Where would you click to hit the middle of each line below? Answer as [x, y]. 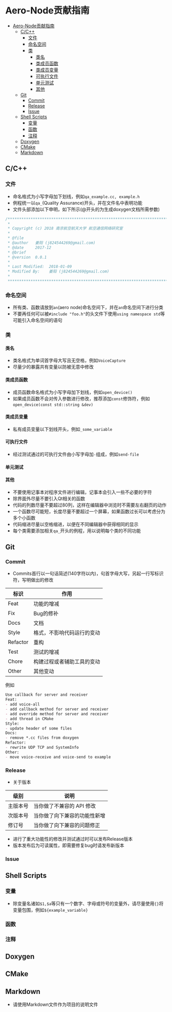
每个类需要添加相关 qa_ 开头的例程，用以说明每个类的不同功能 [77, 531]
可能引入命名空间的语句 [37, 320]
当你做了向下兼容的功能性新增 [70, 816]
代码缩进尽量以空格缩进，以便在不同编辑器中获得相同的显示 [76, 524]
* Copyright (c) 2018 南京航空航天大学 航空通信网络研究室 [65, 229]
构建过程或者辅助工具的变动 [67, 662]
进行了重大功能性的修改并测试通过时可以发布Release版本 [73, 839]
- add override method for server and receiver [57, 714]
